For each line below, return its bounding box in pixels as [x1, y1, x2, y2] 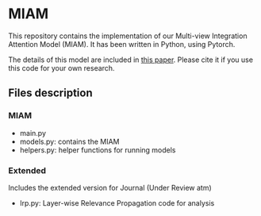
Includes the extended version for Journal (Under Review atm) [8, 183, 212, 192]
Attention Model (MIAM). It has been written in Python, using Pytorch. [8, 39, 236, 48]
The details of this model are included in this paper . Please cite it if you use [8, 55, 254, 64]
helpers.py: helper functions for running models [19, 145, 176, 155]
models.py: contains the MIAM [19, 137, 120, 146]
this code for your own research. [8, 63, 115, 72]
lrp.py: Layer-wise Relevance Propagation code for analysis [19, 198, 215, 207]
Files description [8, 87, 93, 100]
